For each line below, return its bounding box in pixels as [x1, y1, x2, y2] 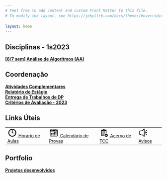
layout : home [5, 24, 32, 29]
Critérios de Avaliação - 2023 [5, 99, 68, 105]
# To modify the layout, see [5, 13, 66, 18]
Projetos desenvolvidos [5, 167, 55, 173]
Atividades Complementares [5, 84, 66, 89]
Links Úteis [5, 114, 41, 122]
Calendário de [60, 133, 89, 139]
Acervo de [110, 133, 132, 139]
